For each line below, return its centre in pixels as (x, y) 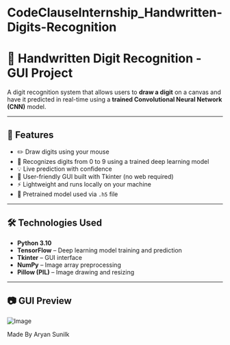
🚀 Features (30, 135)
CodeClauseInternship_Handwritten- (115, 13)
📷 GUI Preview (39, 301)
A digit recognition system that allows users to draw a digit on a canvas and (114, 92)
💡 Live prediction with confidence (64, 169)
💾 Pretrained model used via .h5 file (67, 194)
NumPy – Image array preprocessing (69, 265)
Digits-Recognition (62, 27)
